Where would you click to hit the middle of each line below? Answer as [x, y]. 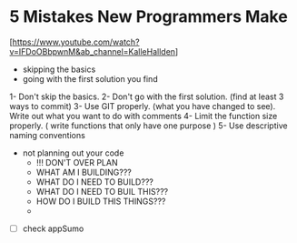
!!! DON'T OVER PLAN [77, 162]
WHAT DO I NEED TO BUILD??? [95, 182]
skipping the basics [59, 69]
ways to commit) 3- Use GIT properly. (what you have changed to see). [143, 106]
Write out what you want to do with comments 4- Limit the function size [144, 116]
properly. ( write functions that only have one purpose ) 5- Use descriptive [148, 126]
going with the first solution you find [90, 78]
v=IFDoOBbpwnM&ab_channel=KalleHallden [92, 51]
